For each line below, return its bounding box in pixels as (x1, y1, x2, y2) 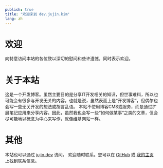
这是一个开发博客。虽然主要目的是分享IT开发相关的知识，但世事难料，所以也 (5, 92, 158, 97)
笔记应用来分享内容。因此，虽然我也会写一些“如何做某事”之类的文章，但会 (9, 110, 158, 116)
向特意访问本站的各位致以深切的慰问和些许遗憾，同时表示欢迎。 (5, 56, 133, 61)
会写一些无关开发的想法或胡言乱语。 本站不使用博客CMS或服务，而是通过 (5, 104, 152, 110)
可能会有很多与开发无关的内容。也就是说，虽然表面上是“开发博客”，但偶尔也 (5, 98, 158, 104)
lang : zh (5, 16, 23, 21)
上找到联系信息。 (5, 158, 39, 164)
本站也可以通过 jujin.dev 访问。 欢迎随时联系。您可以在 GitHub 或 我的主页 (5, 152, 154, 158)
